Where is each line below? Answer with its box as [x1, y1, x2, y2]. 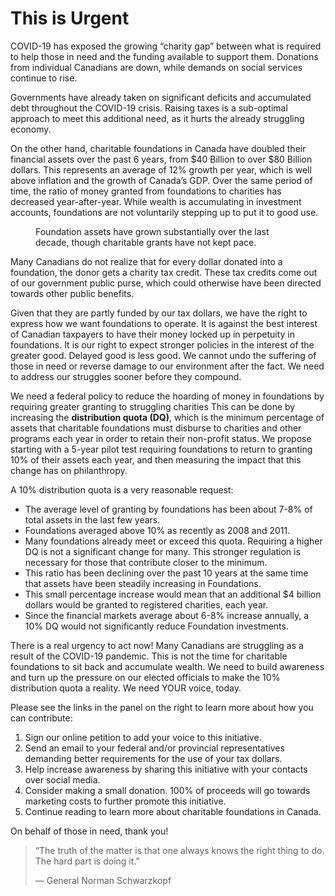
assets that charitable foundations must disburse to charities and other [10, 422, 302, 434]
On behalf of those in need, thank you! [10, 825, 169, 837]
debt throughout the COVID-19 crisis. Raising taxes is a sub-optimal [10, 102, 288, 114]
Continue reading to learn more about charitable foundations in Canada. [24, 805, 322, 817]
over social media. [24, 773, 101, 786]
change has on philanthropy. [10, 464, 128, 476]
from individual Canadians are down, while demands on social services [10, 61, 303, 73]
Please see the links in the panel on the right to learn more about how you [10, 701, 314, 713]
